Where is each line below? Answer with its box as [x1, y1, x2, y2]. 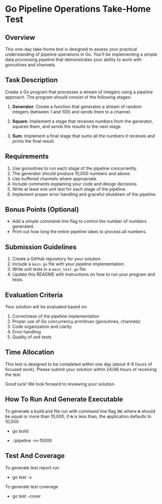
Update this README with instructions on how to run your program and [12, 271, 155, 277]
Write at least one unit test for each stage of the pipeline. [12, 186, 127, 192]
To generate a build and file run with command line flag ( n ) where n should [5, 408, 155, 414]
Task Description [5, 76, 58, 84]
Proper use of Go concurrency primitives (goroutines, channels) [12, 319, 141, 325]
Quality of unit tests [12, 334, 52, 340]
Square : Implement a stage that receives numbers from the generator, [12, 118, 153, 124]
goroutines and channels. [5, 62, 56, 67]
